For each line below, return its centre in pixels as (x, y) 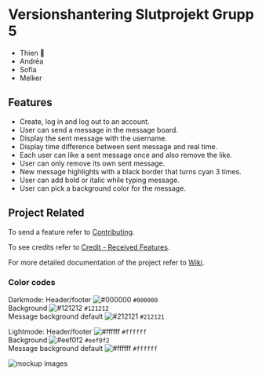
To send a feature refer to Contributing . (71, 232)
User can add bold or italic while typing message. (100, 180)
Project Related (46, 213)
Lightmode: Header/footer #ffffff (77, 331)
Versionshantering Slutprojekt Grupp (131, 15)
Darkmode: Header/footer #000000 (83, 299)
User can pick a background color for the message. (103, 188)
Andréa (31, 61)
